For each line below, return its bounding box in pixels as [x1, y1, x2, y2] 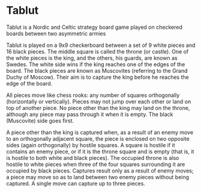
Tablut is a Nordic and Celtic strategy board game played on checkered [6, 23, 183, 31]
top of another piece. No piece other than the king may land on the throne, [6, 104, 190, 111]
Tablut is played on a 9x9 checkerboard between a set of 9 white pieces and [6, 41, 196, 49]
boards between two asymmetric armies [6, 29, 106, 37]
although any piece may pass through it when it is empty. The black [6, 111, 173, 118]
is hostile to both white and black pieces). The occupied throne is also [6, 154, 179, 161]
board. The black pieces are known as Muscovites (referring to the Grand [6, 67, 188, 74]
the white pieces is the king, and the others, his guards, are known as [6, 54, 178, 61]
